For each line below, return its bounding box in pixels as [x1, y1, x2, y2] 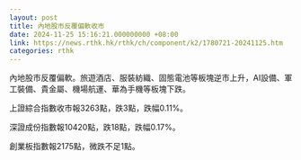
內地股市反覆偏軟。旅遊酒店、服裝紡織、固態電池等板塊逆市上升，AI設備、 [9, 73, 285, 84]
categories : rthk [9, 47, 75, 56]
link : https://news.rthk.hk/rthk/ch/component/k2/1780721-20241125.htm [9, 38, 283, 48]
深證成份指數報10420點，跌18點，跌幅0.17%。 [9, 122, 181, 133]
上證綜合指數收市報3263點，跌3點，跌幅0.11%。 [9, 102, 189, 113]
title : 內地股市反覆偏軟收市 [9, 22, 105, 31]
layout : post [9, 13, 58, 22]
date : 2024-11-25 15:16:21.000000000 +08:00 [9, 30, 179, 39]
